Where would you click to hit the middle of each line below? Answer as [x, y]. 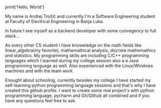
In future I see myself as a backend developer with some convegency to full [81, 31]
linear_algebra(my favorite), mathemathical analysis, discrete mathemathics [80, 50]
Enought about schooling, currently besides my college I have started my [78, 80]
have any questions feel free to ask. [41, 101]
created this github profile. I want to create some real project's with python [80, 90]
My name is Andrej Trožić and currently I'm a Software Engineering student [80, 16]
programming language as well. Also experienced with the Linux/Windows [79, 66]
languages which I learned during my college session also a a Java [72, 61]
